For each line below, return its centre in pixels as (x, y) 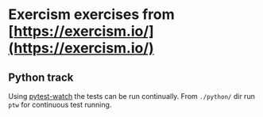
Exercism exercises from (91, 15)
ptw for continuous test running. (60, 105)
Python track (41, 77)
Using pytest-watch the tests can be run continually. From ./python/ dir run (132, 96)
